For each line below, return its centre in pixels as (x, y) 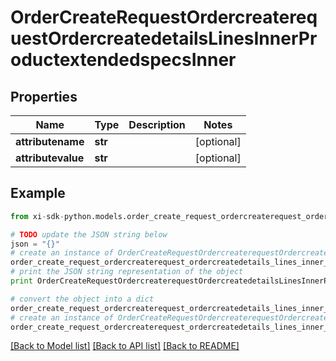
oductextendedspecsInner (123, 60)
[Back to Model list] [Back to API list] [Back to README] (125, 346)
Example (38, 193)
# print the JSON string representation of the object (127, 272)
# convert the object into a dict (82, 299)
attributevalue (50, 158)
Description (157, 124)
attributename (50, 141)
